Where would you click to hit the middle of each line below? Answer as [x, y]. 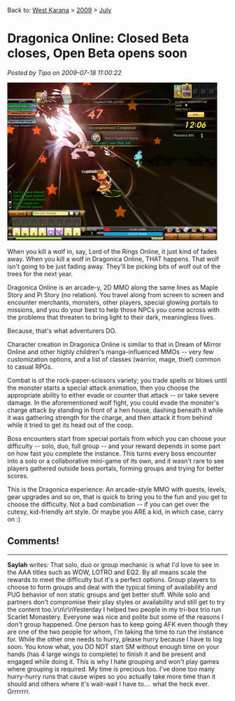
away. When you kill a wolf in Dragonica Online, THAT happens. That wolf [113, 259]
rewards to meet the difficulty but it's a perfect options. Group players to [112, 579]
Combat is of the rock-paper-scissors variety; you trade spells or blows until [117, 380]
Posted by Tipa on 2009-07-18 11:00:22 [64, 72]
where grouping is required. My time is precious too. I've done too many [111, 669]
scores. [18, 475]
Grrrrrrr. [19, 691]
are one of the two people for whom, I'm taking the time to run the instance [115, 632]
